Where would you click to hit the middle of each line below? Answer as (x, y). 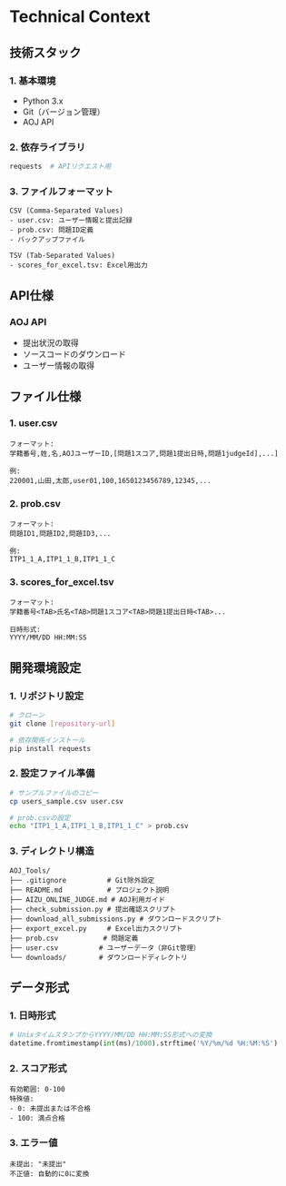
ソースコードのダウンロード (74, 354)
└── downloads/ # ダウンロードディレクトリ (99, 957)
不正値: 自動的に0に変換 (49, 1173)
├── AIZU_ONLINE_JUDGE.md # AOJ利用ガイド (88, 899)
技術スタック (45, 52)
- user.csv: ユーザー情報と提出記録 (71, 221)
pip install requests (50, 748)
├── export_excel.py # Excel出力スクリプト (96, 928)
